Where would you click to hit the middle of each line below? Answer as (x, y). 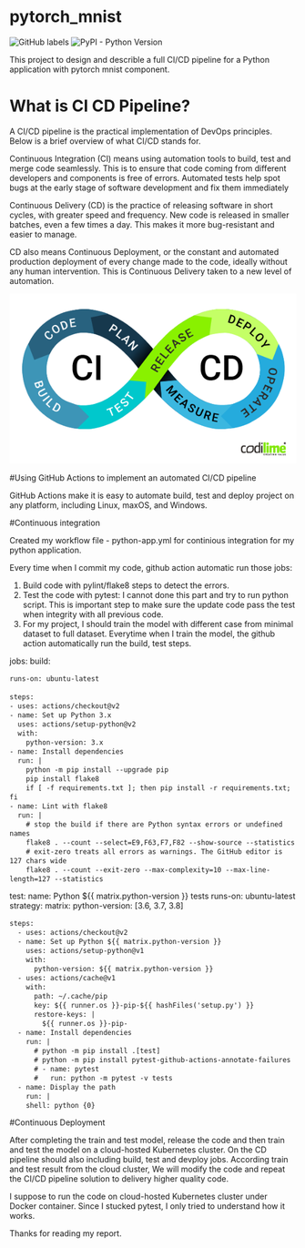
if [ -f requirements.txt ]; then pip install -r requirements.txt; (158, 788)
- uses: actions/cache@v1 (67, 979)
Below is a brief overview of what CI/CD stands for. (105, 141)
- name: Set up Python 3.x (61, 715)
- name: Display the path (67, 1088)
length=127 (30, 879)
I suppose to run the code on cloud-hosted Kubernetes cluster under (139, 1197)
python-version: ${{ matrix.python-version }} (123, 969)
